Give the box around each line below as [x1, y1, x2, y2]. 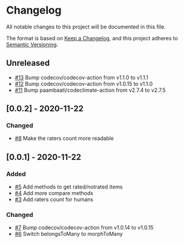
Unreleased [6, 58, 50, 68]
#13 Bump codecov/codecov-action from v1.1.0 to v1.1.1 [14, 73, 148, 81]
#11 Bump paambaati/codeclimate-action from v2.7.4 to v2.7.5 [14, 87, 166, 94]
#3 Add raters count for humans [14, 196, 94, 203]
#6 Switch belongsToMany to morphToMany [14, 231, 123, 238]
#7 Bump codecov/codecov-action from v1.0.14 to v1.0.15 [14, 224, 154, 231]
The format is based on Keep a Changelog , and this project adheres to [6, 34, 178, 41]
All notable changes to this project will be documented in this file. [6, 23, 166, 30]
